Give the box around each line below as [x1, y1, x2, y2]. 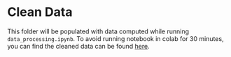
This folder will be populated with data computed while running [7, 27, 190, 35]
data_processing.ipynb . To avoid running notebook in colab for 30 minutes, [7, 34, 224, 42]
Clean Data [7, 4, 73, 20]
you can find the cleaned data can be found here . [7, 42, 150, 50]
